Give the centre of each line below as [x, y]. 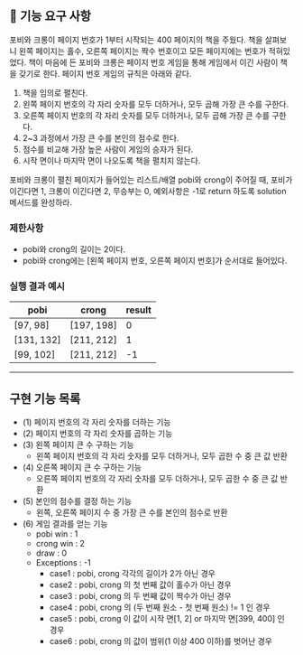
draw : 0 [51, 553]
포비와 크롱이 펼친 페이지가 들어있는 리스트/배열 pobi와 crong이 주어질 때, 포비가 [151, 180]
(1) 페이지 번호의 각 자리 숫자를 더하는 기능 [96, 422]
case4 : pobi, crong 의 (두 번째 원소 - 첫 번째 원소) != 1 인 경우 [160, 607]
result [138, 310]
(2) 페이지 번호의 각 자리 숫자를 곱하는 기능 [97, 434]
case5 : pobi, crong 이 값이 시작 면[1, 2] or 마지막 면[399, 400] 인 [167, 619]
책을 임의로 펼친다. [55, 92]
